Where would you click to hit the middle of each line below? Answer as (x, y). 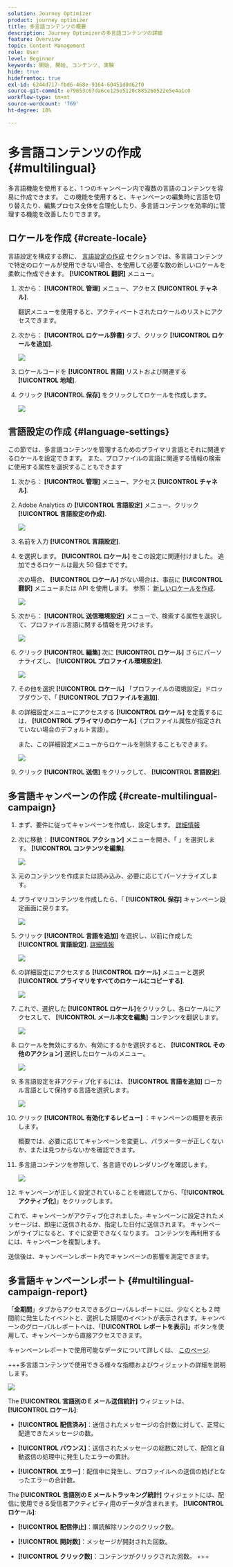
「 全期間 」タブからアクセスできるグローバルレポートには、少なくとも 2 (110, 1309)
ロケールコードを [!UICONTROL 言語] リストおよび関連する (102, 371)
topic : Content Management (47, 46)
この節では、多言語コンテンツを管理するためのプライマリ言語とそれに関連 (114, 450)
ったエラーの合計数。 (48, 1480)
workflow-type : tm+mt (39, 98)
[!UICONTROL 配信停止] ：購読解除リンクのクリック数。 (97, 1527)
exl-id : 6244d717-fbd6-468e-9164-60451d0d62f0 (76, 85)
